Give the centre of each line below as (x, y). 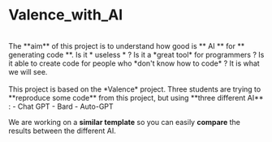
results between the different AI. (62, 131)
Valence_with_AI (66, 15)
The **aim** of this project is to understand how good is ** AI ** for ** (127, 45)
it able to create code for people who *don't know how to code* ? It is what (134, 63)
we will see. (28, 71)
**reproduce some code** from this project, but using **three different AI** (136, 97)
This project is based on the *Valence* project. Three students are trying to (135, 89)
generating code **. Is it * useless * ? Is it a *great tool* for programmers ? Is (136, 54)
